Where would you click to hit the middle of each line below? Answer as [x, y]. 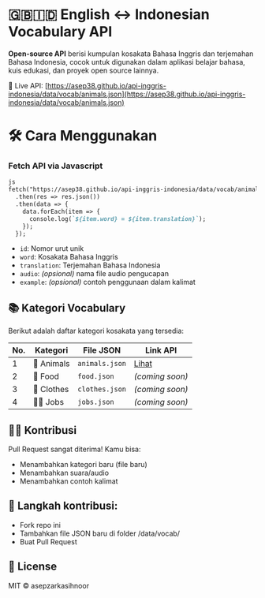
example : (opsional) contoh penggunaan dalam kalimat [107, 282]
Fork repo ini [40, 525]
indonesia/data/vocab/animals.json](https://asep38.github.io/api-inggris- [127, 94]
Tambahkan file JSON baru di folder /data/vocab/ [99, 533]
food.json [96, 377]
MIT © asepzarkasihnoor [49, 585]
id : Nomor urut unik [52, 249]
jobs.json [96, 402]
